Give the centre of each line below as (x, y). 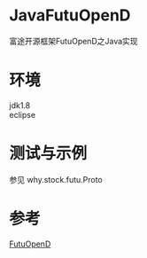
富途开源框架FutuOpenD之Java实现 (74, 41)
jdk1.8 (20, 105)
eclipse (23, 114)
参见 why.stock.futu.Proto (56, 179)
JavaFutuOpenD (70, 16)
